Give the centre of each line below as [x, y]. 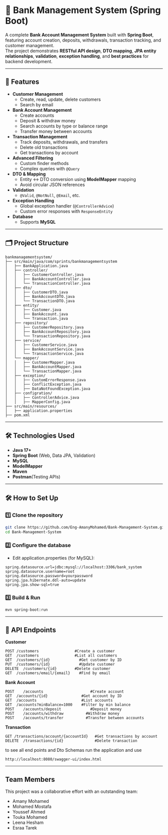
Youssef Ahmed [29, 812]
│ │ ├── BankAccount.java [37, 314]
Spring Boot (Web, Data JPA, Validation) [54, 455]
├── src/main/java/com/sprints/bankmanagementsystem [61, 261]
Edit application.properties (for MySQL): [53, 558]
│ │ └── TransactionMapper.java [43, 371]
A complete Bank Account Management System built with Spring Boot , [79, 35]
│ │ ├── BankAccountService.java [44, 349]
